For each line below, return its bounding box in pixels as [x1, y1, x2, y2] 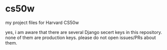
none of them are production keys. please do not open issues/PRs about [5, 34, 156, 40]
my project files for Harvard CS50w [5, 19, 79, 25]
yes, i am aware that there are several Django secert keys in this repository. [5, 29, 162, 35]
